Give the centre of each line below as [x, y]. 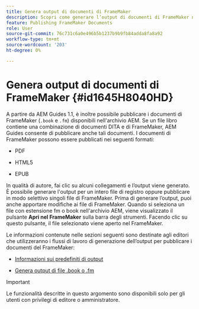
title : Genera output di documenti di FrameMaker [69, 12]
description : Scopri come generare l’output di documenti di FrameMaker [98, 17]
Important [18, 282]
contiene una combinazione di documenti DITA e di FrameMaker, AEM [91, 127]
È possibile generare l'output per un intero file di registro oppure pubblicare [98, 191]
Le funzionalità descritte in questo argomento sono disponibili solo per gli [96, 293]
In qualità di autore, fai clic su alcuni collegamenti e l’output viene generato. [98, 185]
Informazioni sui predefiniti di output [59, 258]
